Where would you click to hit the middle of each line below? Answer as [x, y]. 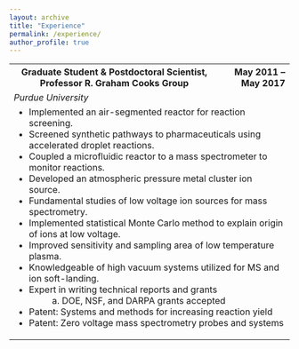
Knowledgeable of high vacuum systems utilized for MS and [154, 267]
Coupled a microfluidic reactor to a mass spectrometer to [148, 156]
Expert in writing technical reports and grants [123, 290]
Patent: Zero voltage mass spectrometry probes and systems [157, 323]
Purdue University [51, 98]
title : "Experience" [48, 26]
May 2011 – [260, 72]
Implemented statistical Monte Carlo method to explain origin [156, 223]
